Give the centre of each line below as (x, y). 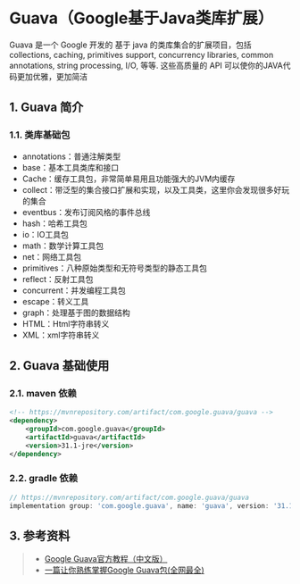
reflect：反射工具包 (58, 279)
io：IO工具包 (46, 234)
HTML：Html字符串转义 (66, 323)
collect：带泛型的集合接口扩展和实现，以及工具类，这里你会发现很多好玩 (156, 189)
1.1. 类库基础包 (40, 135)
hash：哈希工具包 (54, 223)
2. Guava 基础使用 (59, 366)
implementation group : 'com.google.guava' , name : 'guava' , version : (139, 505)
